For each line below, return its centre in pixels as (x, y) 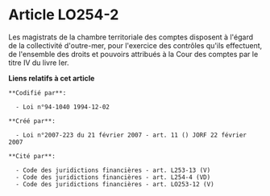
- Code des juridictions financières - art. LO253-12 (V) (115, 184)
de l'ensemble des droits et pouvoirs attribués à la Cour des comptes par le (133, 54)
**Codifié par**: (37, 93)
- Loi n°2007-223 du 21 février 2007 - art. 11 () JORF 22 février (131, 135)
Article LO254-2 (64, 15)
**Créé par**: (32, 121)
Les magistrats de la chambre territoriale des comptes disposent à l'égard (131, 37)
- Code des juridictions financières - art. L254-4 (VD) (113, 177)
